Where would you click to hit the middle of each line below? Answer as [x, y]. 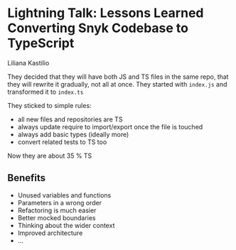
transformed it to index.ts [45, 92]
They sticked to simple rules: [49, 105]
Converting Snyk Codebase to [98, 28]
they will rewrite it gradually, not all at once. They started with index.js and [117, 84]
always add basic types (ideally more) [73, 134]
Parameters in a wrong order [59, 202]
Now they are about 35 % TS [50, 156]
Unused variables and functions [64, 195]
